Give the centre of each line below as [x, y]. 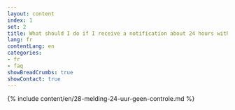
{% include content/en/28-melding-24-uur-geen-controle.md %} [101, 99]
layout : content [31, 14]
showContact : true [34, 79]
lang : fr [20, 40]
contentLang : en [31, 46]
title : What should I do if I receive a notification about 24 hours [111, 33]
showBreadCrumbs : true [40, 72]
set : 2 [17, 27]
